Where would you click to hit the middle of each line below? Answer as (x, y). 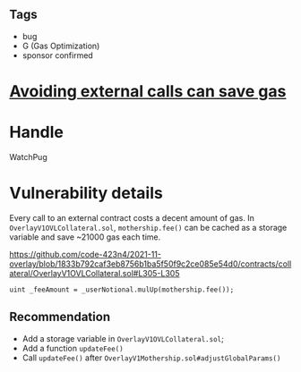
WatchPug (28, 156)
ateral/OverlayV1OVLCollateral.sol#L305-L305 (95, 273)
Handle (37, 132)
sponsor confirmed (58, 55)
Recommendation (60, 317)
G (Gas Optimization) (61, 46)
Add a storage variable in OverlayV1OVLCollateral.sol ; (123, 338)
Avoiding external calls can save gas (148, 91)
